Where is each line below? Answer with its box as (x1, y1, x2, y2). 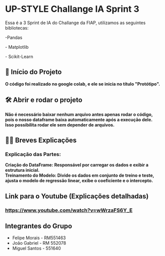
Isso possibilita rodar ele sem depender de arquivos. (5, 122, 115, 128)
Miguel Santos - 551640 (12, 245, 61, 252)
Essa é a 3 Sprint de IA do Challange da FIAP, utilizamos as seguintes (5, 20, 146, 26)
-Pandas (5, 34, 23, 40)
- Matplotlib (5, 44, 29, 50)
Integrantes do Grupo (5, 222, 72, 230)
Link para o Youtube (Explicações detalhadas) (5, 192, 149, 200)
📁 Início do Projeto (5, 68, 62, 76)
